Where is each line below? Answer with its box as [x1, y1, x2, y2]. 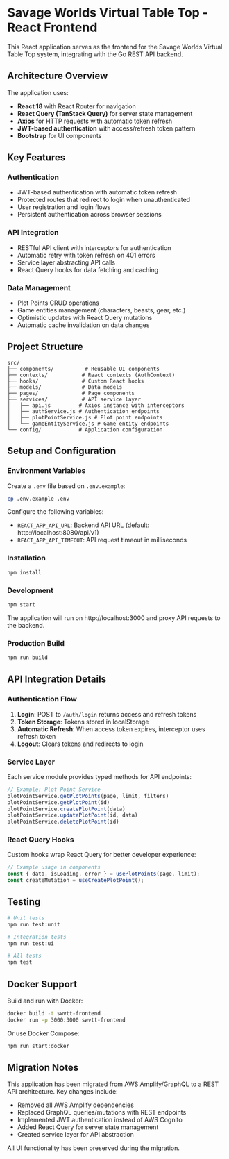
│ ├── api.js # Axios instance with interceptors [7, 401, 185, 409]
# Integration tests [7, 933, 67, 940]
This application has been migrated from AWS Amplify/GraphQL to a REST [7, 1080, 219, 1088]
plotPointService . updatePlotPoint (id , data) [7, 812, 138, 819]
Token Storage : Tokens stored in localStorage [17, 717, 149, 726]
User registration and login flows [17, 203, 111, 211]
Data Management [7, 283, 71, 292]
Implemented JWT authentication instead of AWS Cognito [17, 1116, 183, 1124]
